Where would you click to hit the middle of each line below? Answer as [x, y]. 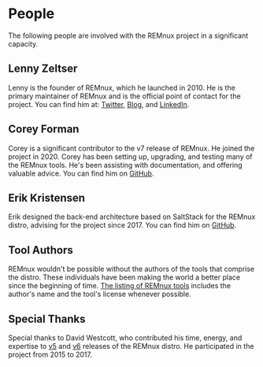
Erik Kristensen [46, 198]
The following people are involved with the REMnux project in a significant [128, 35]
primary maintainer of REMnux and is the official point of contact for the [125, 96]
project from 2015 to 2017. [50, 354]
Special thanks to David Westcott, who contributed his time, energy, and [125, 338]
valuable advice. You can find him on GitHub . [81, 173]
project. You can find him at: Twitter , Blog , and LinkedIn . [99, 104]
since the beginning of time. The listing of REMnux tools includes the [119, 286]
